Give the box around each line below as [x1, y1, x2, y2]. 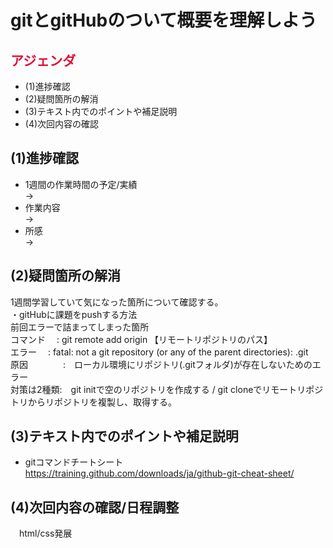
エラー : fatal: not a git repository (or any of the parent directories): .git [10, 346, 309, 358]
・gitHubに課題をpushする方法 [10, 308, 138, 320]
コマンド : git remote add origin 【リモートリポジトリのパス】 [10, 333, 273, 345]
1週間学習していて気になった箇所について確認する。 [10, 296, 224, 308]
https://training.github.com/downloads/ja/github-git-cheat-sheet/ [24, 467, 295, 480]
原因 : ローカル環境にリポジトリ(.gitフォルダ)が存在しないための [10, 358, 313, 370]
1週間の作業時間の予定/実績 [24, 178, 138, 190]
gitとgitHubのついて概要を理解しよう [10, 9, 318, 32]
